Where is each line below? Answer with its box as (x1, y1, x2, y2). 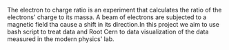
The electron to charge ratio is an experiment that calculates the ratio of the (7, 6, 222, 14)
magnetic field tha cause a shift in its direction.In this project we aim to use (7, 21, 219, 28)
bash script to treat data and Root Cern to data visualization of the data (7, 27, 209, 36)
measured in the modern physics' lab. (7, 35, 115, 43)
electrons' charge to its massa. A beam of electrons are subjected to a (7, 13, 207, 21)
